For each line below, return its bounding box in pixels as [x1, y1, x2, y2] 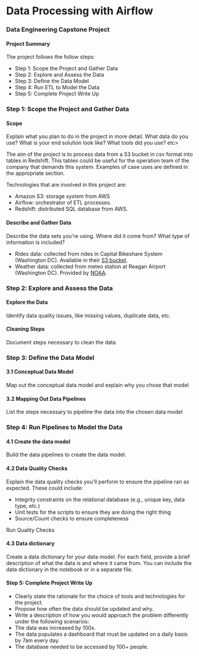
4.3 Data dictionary [6, 540, 55, 547]
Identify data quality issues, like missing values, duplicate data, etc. [6, 312, 171, 319]
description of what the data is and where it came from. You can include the [6, 559, 192, 566]
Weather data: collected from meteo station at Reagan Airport [14, 263, 166, 270]
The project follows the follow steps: [6, 54, 95, 61]
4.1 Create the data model [6, 438, 71, 445]
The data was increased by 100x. [14, 624, 96, 632]
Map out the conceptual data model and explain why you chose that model [6, 382, 189, 389]
